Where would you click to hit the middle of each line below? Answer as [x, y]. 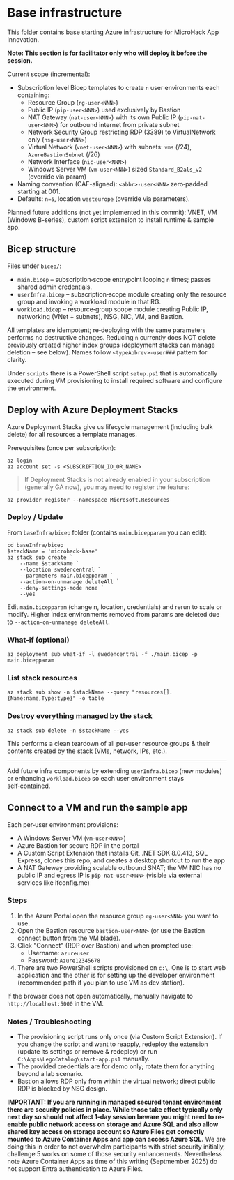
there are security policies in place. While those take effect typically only [115, 1110]
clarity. [17, 359]
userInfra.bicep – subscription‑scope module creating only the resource [122, 294]
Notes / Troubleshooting [49, 1022]
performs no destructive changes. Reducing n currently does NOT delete [111, 337]
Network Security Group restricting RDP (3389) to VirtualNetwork [122, 132]
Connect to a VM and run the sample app [97, 808]
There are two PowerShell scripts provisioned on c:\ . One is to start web [122, 967]
